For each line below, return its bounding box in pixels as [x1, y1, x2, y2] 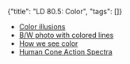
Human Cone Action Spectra [18, 47, 113, 56]
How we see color [18, 39, 78, 48]
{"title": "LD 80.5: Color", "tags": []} [7, 7, 123, 16]
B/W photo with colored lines [18, 31, 114, 40]
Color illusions [18, 22, 66, 31]
